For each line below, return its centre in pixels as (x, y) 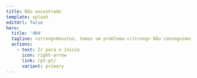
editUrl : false (25, 22)
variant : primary (43, 66)
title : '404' (27, 33)
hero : (13, 28)
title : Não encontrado (34, 11)
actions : (22, 45)
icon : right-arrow (44, 55)
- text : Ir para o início (48, 50)
